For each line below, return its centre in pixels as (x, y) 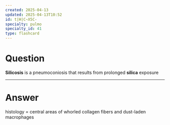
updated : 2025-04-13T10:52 (34, 15)
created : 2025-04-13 (27, 10)
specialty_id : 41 (24, 29)
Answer (22, 98)
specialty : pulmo (24, 24)
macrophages (20, 117)
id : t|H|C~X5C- (21, 19)
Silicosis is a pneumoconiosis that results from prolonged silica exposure (82, 72)
